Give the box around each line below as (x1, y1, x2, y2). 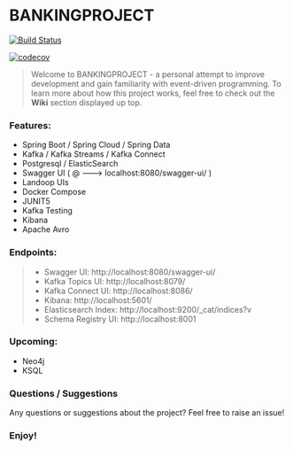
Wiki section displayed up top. (30, 97, 143, 107)
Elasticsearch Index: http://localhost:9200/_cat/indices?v (43, 304, 252, 314)
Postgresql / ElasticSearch (21, 159, 119, 169)
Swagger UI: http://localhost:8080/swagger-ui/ (43, 267, 216, 277)
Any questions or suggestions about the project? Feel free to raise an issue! (9, 407, 285, 418)
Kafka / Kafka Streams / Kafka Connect (21, 149, 166, 159)
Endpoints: (9, 246, 58, 259)
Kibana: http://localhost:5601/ (43, 294, 152, 306)
